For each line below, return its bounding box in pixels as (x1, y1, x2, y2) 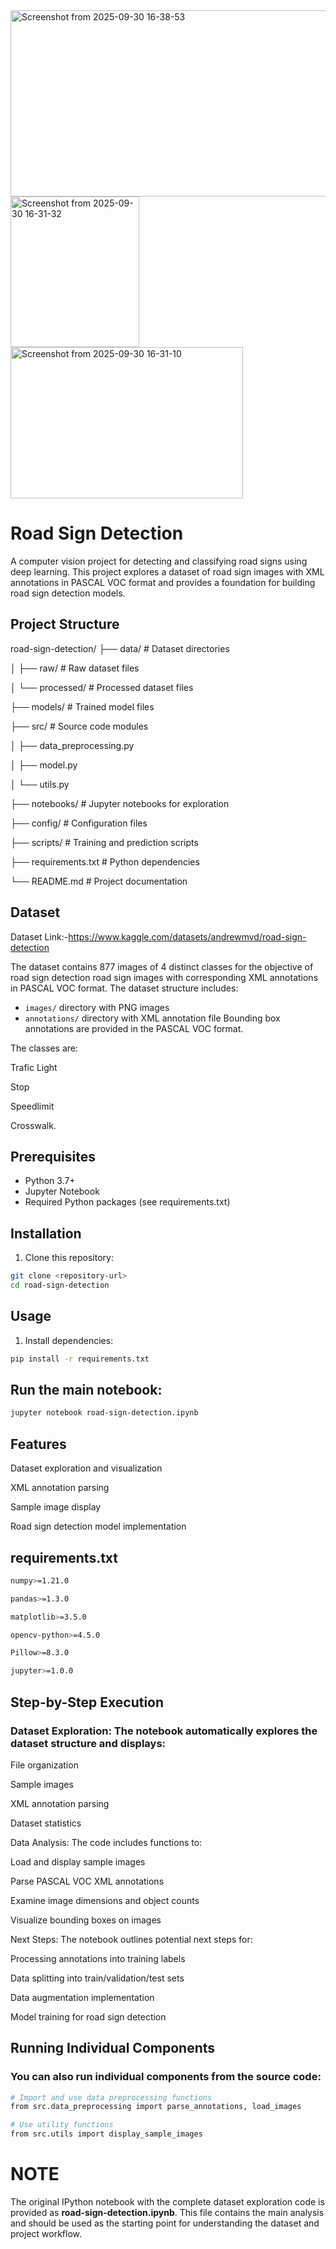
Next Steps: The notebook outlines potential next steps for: (10, 1933, 253, 1945)
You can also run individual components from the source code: (10, 2070, 322, 2084)
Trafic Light (10, 1061, 58, 1073)
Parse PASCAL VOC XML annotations (10, 1875, 165, 1887)
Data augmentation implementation (10, 1991, 155, 2003)
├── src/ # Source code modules (10, 720, 149, 732)
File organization (10, 1759, 79, 1771)
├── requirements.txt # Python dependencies (10, 855, 200, 868)
